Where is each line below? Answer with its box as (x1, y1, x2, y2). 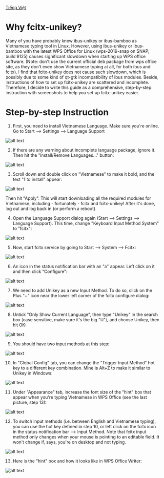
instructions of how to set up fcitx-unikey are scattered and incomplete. (5, 79, 149, 85)
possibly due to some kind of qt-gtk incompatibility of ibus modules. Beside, (5, 74, 159, 80)
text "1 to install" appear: (12, 176, 62, 182)
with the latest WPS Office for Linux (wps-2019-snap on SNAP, (23, 48, 149, 54)
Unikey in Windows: (12, 370, 53, 376)
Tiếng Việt (5, 5, 26, 10)
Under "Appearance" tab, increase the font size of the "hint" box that (12, 389, 151, 395)
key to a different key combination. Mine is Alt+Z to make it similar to (12, 365, 151, 371)
